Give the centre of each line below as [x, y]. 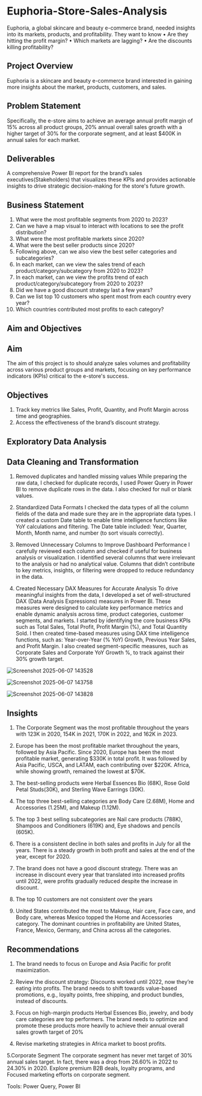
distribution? [31, 232]
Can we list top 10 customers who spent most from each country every [103, 296]
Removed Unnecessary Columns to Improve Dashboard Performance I [103, 545]
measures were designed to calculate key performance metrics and [99, 608]
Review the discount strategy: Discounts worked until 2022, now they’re [105, 982]
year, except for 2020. [43, 857]
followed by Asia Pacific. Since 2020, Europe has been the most [95, 752]
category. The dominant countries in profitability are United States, [98, 924]
